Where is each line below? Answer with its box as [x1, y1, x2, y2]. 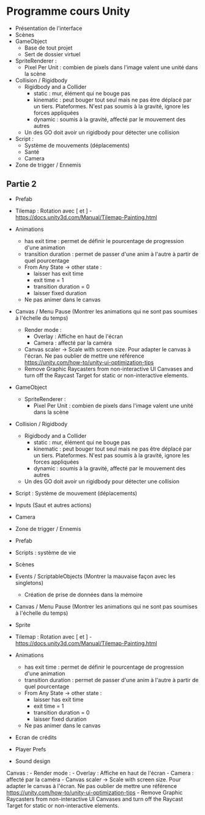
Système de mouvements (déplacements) [24, 141, 130, 149]
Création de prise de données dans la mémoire [24, 591, 143, 598]
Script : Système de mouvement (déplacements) [15, 489, 138, 497]
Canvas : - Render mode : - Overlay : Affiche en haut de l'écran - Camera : [6, 769, 194, 776]
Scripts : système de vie [15, 549, 76, 556]
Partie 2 [6, 179, 37, 189]
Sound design [15, 757, 51, 765]
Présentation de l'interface [15, 24, 83, 32]
